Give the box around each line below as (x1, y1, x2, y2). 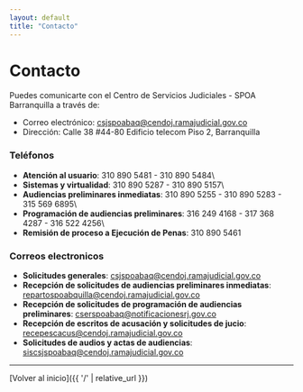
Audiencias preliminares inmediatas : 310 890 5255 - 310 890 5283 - (22, 188, 282, 199)
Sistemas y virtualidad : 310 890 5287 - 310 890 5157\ (22, 179, 225, 190)
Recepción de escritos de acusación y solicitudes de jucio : (22, 318, 247, 329)
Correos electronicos (9, 250, 105, 262)
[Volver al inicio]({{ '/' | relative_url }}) (9, 373, 149, 384)
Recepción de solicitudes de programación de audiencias (22, 299, 243, 310)
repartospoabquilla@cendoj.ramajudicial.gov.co (22, 289, 200, 300)
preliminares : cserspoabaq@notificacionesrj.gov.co (22, 308, 216, 320)
